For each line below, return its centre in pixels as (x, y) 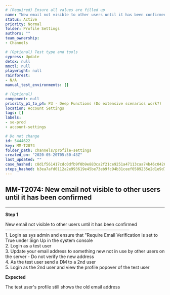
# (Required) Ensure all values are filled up (55, 10)
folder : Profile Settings (32, 29)
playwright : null (24, 71)
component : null (22, 99)
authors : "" (18, 33)
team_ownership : (22, 38)
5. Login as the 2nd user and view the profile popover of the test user (77, 267)
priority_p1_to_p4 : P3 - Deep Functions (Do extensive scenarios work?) (83, 103)
